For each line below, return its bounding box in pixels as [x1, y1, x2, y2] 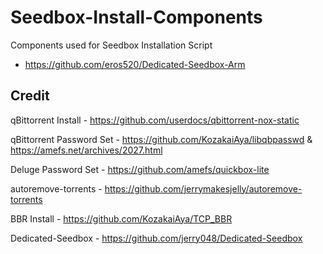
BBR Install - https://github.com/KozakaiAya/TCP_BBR [10, 212, 233, 225]
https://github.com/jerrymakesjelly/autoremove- [104, 182, 303, 195]
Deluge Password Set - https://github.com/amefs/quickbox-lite [10, 163, 270, 175]
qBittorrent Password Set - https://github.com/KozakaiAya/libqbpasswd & [10, 133, 313, 145]
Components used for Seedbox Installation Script [10, 39, 213, 51]
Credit [10, 87, 50, 105]
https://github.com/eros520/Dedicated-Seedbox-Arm [24, 58, 246, 70]
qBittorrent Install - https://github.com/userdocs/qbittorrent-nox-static [10, 114, 300, 126]
